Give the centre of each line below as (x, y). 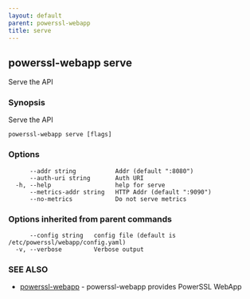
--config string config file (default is (103, 236)
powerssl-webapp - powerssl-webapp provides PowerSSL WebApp (131, 287)
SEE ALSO (28, 269)
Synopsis (27, 103)
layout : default (35, 16)
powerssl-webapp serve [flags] (60, 135)
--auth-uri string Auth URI (87, 178)
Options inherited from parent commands (90, 218)
